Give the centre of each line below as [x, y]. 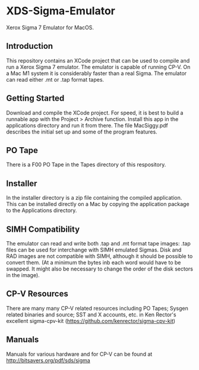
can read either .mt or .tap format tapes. [55, 79]
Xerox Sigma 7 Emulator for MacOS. [50, 27]
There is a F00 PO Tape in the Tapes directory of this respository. [86, 164]
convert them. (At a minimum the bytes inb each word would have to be [94, 262]
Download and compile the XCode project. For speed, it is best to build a [95, 113]
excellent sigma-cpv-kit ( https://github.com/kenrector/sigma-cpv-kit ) [91, 321]
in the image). [23, 275]
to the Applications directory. [42, 210]
